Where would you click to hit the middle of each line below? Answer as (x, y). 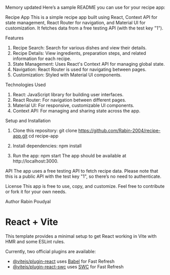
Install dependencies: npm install (47, 146)
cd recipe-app (44, 136)
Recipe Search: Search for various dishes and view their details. (79, 48)
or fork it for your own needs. (36, 191)
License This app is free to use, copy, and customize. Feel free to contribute (85, 186)
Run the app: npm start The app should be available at (69, 156)
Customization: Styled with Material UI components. (67, 75)
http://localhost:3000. (35, 161)
